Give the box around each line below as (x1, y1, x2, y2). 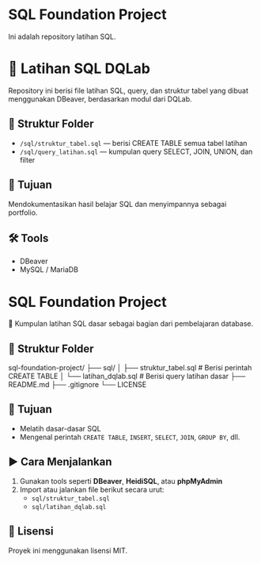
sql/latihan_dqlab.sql (31, 503, 107, 511)
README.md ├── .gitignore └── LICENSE (8, 380, 147, 389)
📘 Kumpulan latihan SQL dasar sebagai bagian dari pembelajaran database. (8, 319, 254, 328)
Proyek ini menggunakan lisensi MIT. (8, 546, 128, 555)
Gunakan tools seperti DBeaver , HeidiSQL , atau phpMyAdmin (19, 476, 223, 485)
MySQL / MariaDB (19, 265, 79, 274)
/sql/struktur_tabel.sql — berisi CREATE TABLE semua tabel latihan (19, 138, 248, 147)
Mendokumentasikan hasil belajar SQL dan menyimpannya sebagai (8, 199, 227, 209)
